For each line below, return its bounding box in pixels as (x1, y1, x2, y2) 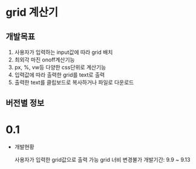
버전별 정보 (5, 98, 45, 109)
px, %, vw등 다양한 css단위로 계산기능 (14, 64, 106, 71)
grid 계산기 (5, 5, 59, 19)
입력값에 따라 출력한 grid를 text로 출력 (14, 71, 105, 78)
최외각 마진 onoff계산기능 (14, 56, 75, 63)
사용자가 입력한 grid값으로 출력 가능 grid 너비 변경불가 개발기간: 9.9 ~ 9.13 (14, 156, 191, 164)
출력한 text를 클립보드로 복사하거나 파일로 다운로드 (14, 79, 134, 86)
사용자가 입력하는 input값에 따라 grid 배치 (14, 49, 113, 56)
